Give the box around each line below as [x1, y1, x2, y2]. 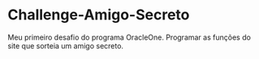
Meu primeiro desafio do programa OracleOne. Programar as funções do [7, 32, 251, 42]
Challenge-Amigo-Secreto [7, 6, 190, 24]
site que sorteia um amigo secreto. [7, 40, 123, 50]
